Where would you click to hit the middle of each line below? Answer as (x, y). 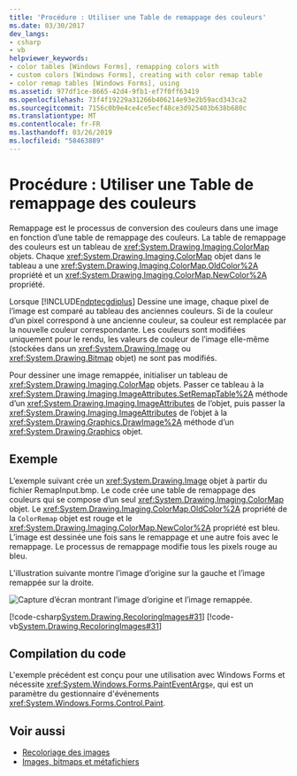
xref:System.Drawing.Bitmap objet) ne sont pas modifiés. (113, 357)
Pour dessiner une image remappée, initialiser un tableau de (118, 375)
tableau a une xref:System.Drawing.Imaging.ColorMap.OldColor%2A (134, 265)
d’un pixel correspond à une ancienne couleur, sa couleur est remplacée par (148, 320)
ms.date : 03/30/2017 (47, 26)
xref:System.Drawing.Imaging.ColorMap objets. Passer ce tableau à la (137, 384)
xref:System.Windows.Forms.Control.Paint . (88, 703)
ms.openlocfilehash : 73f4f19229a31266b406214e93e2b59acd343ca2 (128, 100)
